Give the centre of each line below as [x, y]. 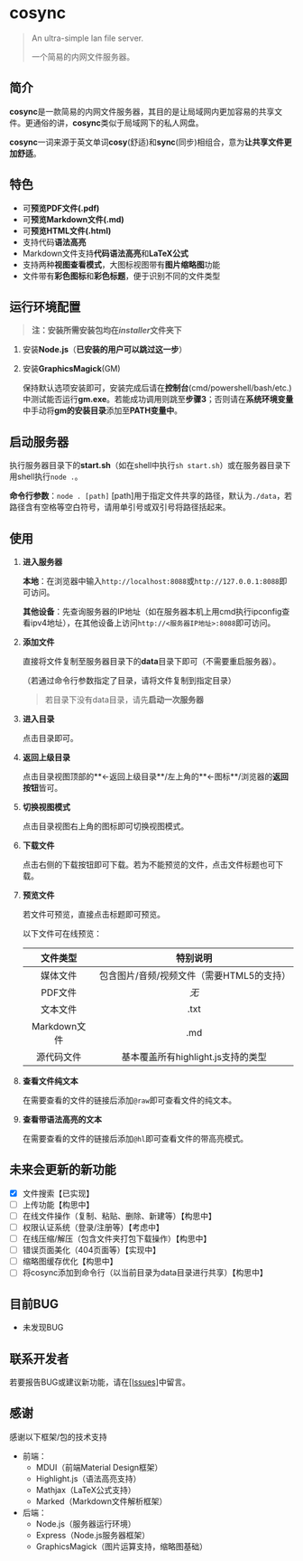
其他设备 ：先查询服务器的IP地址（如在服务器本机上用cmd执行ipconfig [152, 611]
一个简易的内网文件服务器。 [83, 56]
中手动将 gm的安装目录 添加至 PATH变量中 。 [102, 410]
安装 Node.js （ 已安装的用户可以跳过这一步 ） [105, 350]
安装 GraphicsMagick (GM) [71, 369]
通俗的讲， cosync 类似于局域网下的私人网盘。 [119, 122]
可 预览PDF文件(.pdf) [61, 208]
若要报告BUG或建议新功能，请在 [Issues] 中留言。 [100, 1382]
